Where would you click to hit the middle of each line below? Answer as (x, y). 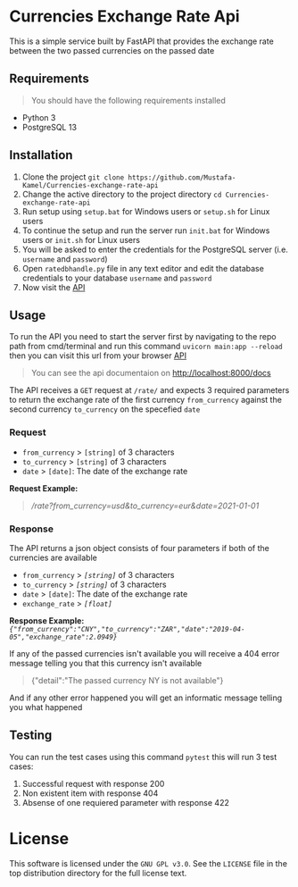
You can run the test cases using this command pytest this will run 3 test (143, 757)
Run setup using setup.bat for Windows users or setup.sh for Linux (146, 211)
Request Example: (44, 488)
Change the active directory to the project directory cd (122, 194)
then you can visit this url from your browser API (98, 356)
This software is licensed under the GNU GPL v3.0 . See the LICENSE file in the (149, 863)
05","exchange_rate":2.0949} (63, 637)
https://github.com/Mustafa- (182, 177)
